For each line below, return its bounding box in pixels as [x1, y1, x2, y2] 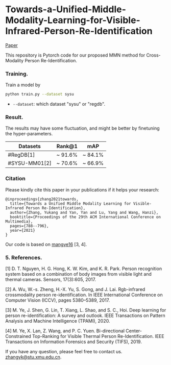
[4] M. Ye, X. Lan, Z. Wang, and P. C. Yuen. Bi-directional [5, 328, 125, 334]
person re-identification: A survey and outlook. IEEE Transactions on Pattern [5, 312, 166, 319]
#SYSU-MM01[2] [8, 160, 52, 167]
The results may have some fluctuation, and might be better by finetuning [5, 125, 160, 131]
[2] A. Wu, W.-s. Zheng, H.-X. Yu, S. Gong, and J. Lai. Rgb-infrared [5, 286, 145, 292]
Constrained [5, 333, 32, 339]
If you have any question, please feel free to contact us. [5, 349, 123, 354]
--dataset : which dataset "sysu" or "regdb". [12, 101, 106, 107]
